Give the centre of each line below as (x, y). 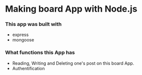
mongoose (23, 40)
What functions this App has (40, 53)
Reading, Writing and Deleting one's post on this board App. (73, 63)
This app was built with (33, 24)
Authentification (29, 68)
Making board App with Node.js (71, 9)
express (20, 35)
